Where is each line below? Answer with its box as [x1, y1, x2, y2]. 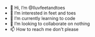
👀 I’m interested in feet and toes [10, 10, 76, 16]
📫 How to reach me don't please [10, 26, 79, 32]
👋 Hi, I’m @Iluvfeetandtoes [10, 5, 65, 10]
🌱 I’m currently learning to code [10, 15, 75, 21]
